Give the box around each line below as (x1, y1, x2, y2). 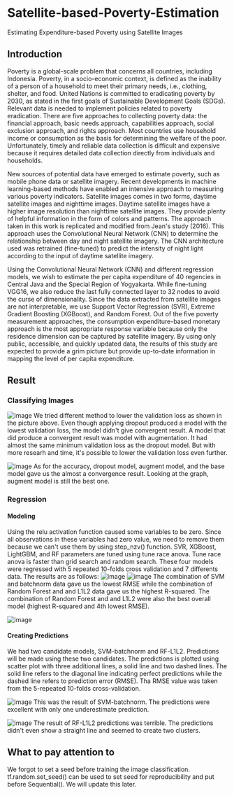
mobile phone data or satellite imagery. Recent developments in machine (7, 177, 217, 185)
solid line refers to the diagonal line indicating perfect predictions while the (7, 669, 222, 677)
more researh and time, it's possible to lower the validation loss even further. (7, 449, 228, 457)
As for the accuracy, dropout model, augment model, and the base (34, 462, 225, 470)
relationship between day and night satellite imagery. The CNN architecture (7, 237, 224, 245)
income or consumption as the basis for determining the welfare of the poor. (7, 134, 227, 142)
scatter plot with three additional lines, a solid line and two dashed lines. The (7, 661, 228, 670)
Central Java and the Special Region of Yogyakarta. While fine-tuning (7, 280, 207, 288)
